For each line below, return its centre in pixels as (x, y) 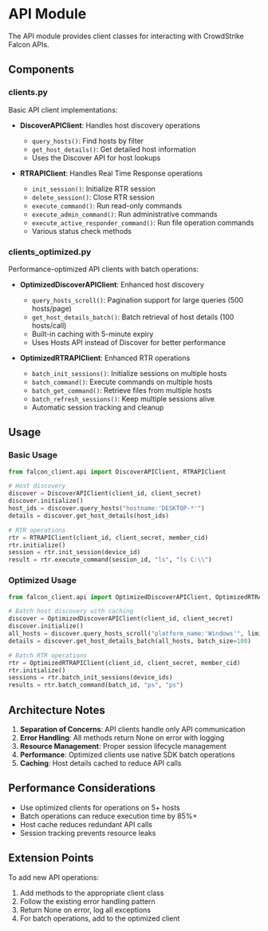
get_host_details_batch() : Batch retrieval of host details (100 (133, 317)
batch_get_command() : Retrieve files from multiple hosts (122, 390)
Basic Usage (33, 455)
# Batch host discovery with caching (71, 612)
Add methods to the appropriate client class (92, 893)
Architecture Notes (57, 710)
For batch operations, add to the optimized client (100, 918)
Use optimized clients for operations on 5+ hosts (100, 807)
